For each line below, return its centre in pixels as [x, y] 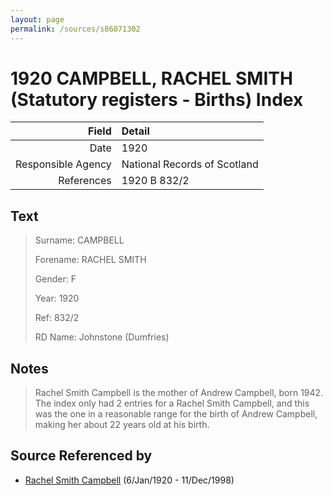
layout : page [37, 19]
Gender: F [55, 279]
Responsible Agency [63, 164]
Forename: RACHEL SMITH [90, 260]
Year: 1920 [57, 298]
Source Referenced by [81, 456]
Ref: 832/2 [57, 318]
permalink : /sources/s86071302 [75, 29]
